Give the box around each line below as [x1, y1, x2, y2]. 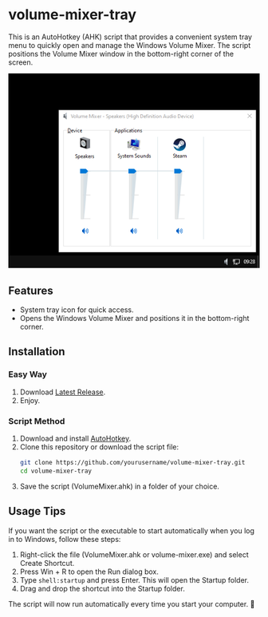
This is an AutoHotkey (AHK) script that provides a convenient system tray [8, 32, 253, 42]
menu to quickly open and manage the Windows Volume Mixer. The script [8, 40, 251, 49]
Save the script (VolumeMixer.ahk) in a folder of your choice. [19, 481, 219, 491]
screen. [8, 57, 33, 67]
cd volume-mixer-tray [19, 467, 92, 475]
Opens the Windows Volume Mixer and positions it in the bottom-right [19, 314, 250, 323]
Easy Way [8, 369, 48, 380]
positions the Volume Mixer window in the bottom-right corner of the [8, 49, 234, 58]
